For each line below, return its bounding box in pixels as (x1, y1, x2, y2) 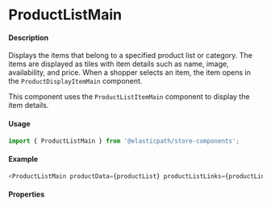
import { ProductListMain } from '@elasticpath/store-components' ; (8, 137, 240, 145)
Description (8, 32, 49, 42)
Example (8, 155, 39, 164)
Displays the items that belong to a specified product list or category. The (8, 51, 252, 60)
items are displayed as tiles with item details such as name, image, (8, 59, 229, 69)
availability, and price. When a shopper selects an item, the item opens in (8, 68, 252, 77)
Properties (8, 189, 45, 199)
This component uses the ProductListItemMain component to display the (8, 92, 250, 101)
